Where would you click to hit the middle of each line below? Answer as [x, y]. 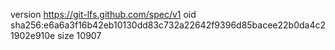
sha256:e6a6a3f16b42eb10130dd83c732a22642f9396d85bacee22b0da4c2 [168, 25]
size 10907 [79, 35]
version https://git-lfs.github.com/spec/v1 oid [103, 14]
